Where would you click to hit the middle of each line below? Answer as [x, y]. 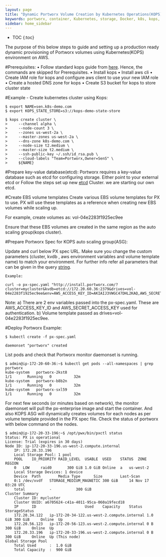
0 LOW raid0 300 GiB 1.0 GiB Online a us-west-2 [82, 468]
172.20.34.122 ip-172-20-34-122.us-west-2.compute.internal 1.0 [84, 516]
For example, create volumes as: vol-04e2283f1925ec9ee [64, 217]
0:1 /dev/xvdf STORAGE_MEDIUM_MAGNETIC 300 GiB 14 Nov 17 [82, 481]
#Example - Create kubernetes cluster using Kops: [56, 98]
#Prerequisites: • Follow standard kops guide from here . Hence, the [74, 67]
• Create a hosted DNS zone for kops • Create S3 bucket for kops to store [81, 83]
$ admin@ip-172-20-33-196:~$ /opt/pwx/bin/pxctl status [64, 433]
